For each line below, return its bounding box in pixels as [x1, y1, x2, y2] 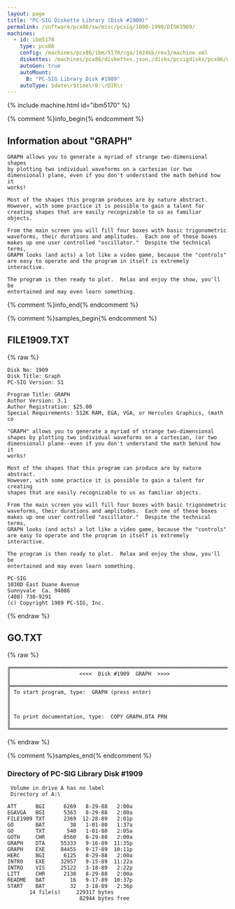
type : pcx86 [20, 43, 55, 50]
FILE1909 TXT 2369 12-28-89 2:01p [7, 815, 133, 822]
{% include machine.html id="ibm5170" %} [7, 101, 131, 109]
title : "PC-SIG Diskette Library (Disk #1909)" [7, 17, 149, 24]
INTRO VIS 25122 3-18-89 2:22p [7, 864, 133, 871]
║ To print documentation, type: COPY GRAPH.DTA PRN [7, 713, 168, 720]
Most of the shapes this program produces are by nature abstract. [7, 197, 208, 204]
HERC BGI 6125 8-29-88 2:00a [7, 852, 133, 859]
